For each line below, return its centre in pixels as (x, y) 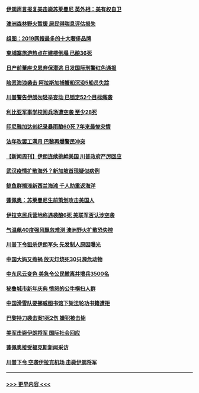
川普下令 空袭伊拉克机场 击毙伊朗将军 (52, 362)
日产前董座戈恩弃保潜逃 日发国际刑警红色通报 (61, 68)
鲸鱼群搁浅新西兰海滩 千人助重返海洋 (51, 186)
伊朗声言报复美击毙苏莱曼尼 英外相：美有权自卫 (64, 9)
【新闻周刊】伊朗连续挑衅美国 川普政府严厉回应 (64, 156)
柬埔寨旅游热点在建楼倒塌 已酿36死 (49, 53)
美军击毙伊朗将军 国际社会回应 (43, 332)
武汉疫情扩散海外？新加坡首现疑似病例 (53, 171)
